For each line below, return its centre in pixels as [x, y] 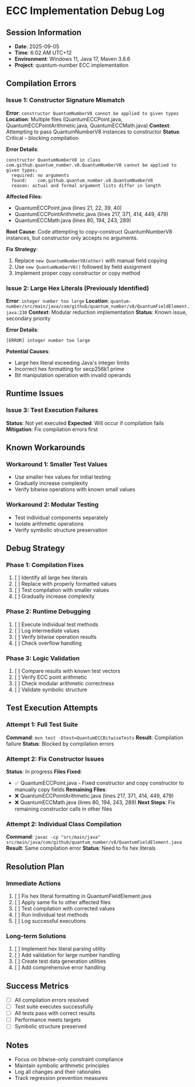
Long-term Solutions [36, 936]
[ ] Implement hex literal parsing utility [60, 949]
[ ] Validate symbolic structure [51, 689]
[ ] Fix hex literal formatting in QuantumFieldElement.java [83, 896]
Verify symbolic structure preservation [61, 530]
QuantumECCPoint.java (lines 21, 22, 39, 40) [68, 208]
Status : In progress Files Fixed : [44, 771]
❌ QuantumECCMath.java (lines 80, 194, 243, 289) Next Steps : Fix [95, 802]
